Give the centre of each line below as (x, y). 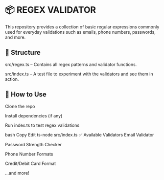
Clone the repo (20, 106)
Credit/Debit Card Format (31, 163)
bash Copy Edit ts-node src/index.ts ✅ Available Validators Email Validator (80, 135)
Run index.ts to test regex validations (42, 125)
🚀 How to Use (26, 95)
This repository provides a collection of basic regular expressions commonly (82, 27)
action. (12, 79)
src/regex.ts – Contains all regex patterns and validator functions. (71, 64)
